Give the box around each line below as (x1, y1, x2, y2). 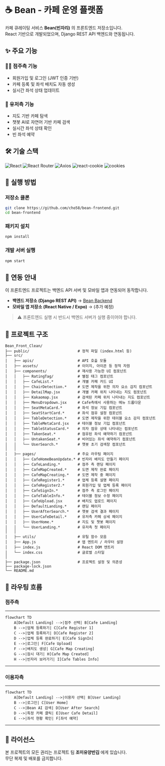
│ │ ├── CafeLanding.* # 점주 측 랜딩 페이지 (5, 462, 116, 467)
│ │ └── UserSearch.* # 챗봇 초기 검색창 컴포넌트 (5, 442, 126, 447)
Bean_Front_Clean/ (5, 343, 43, 349)
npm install (5, 234, 29, 239)
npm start (5, 258, 26, 264)
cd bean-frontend (5, 210, 41, 215)
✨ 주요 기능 (5, 47, 38, 55)
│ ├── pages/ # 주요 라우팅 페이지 (5, 452, 114, 457)
